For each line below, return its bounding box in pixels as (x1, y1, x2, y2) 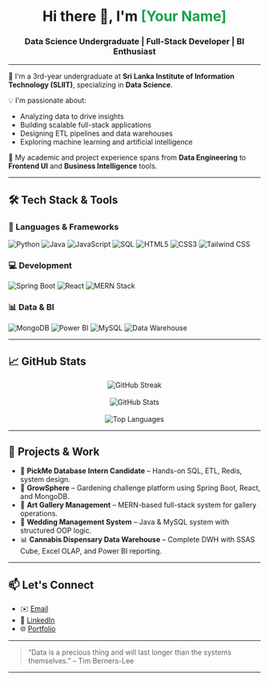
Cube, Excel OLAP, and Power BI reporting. (19, 546, 163, 556)
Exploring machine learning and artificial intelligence (19, 137, 194, 147)
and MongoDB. (19, 492, 70, 501)
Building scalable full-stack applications (19, 120, 152, 130)
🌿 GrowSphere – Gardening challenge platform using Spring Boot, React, (19, 483, 261, 493)
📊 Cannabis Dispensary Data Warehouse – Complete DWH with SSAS (19, 535, 255, 545)
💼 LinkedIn (19, 615, 55, 625)
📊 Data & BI (8, 302, 54, 313)
